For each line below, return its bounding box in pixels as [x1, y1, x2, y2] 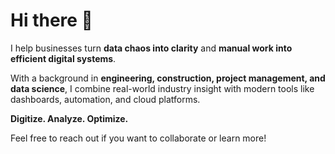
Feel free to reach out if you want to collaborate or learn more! [10, 132, 267, 144]
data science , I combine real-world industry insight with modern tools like [10, 82, 315, 94]
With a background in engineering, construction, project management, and [10, 72, 326, 84]
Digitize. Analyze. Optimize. [10, 112, 129, 124]
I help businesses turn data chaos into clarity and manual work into [10, 42, 293, 54]
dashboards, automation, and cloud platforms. [10, 93, 201, 105]
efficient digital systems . [10, 52, 117, 64]
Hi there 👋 [10, 9, 93, 32]
